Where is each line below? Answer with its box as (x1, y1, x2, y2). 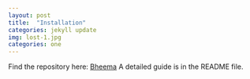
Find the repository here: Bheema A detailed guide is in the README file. (8, 62, 244, 71)
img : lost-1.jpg (8, 33, 62, 41)
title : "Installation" (8, 19, 87, 27)
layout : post (8, 11, 51, 20)
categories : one (8, 41, 62, 48)
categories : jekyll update (8, 26, 97, 34)
